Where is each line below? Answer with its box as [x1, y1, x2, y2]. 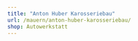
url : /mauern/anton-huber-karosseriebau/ [7, 17, 132, 24]
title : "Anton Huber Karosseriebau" [7, 10, 115, 17]
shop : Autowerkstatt [7, 23, 69, 30]
